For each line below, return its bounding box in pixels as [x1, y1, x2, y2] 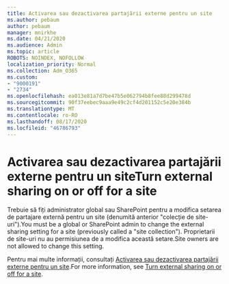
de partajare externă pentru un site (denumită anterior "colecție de [7, 213, 194, 221]
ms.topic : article [7, 49, 59, 55]
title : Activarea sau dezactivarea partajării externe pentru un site [7, 10, 213, 17]
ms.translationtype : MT [7, 105, 75, 112]
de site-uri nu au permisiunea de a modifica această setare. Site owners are [7, 235, 219, 243]
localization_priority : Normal [7, 61, 96, 68]
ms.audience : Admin [7, 42, 63, 49]
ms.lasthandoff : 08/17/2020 [7, 118, 87, 125]
